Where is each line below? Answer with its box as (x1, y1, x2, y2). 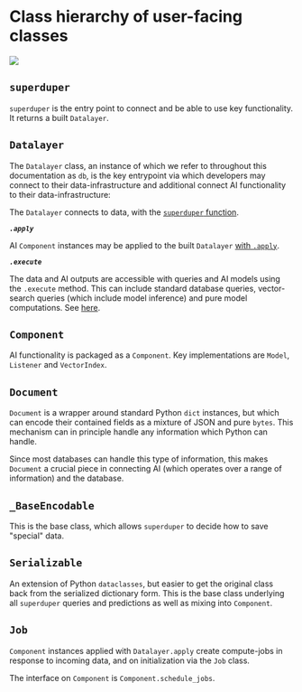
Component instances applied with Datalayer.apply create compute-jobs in (9, 645, 283, 656)
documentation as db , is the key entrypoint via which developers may (9, 170, 266, 181)
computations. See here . (9, 302, 101, 313)
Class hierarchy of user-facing (9, 6, 243, 27)
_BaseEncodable (9, 499, 95, 512)
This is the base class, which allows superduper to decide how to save (9, 521, 269, 531)
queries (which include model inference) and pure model (36, 292, 248, 304)
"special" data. (9, 530, 65, 541)
